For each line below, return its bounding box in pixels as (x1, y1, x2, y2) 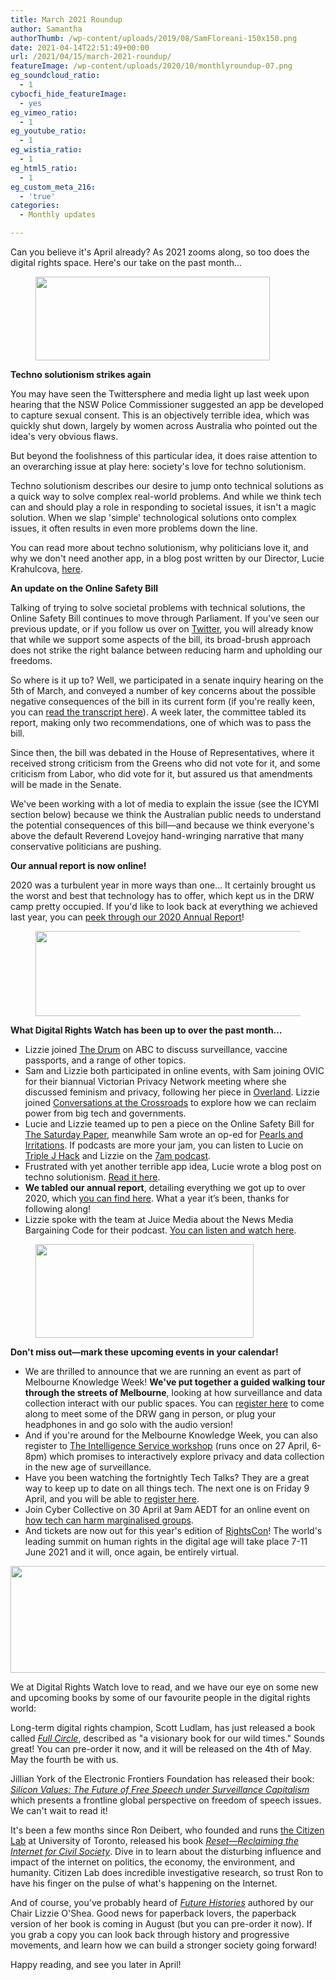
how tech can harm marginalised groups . (24, 1514, 194, 1526)
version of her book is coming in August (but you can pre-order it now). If (10, 1918, 313, 1930)
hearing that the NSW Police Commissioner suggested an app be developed (10, 399, 324, 410)
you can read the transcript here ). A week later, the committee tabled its (10, 706, 307, 718)
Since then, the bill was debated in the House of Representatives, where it (10, 747, 315, 758)
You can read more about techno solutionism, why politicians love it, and (10, 542, 309, 553)
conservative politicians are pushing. (10, 841, 162, 852)
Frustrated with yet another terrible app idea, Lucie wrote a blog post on (24, 1161, 322, 1172)
